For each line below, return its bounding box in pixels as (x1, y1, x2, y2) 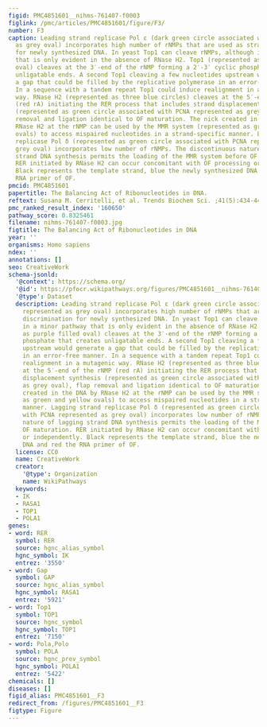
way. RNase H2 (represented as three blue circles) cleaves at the (15, 93, 244, 101)
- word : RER (8, 530, 48, 538)
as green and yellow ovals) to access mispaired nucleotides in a (22, 396, 247, 404)
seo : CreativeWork (8, 263, 69, 271)
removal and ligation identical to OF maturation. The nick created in (15, 115, 258, 123)
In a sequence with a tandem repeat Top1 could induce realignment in (15, 85, 254, 94)
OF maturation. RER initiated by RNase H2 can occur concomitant (22, 426, 244, 433)
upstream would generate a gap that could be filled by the (22, 344, 226, 352)
